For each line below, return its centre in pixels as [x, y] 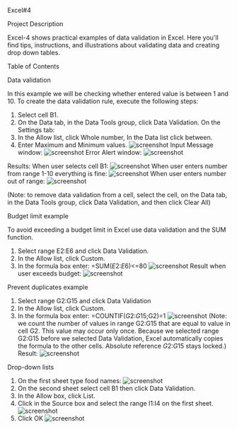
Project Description [35, 24]
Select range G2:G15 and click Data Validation [84, 301]
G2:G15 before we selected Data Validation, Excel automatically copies [120, 338]
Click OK [30, 418]
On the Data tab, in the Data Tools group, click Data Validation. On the [119, 122]
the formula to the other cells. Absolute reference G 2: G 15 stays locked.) [122, 346]
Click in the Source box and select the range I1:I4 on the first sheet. [115, 403]
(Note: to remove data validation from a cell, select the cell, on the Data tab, [117, 195]
